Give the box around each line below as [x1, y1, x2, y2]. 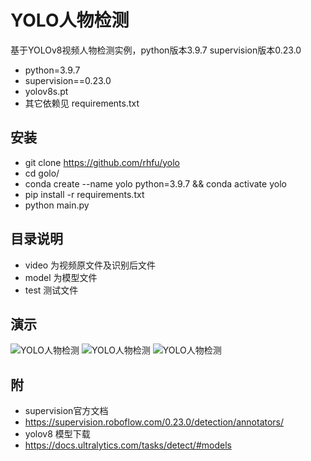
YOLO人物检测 [10, 9, 130, 32]
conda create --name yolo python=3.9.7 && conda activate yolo [24, 177, 287, 190]
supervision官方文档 [24, 405, 109, 417]
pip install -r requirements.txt [24, 188, 145, 200]
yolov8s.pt [24, 85, 69, 97]
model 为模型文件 [24, 271, 98, 283]
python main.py [24, 199, 90, 211]
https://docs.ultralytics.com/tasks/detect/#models [24, 439, 232, 451]
